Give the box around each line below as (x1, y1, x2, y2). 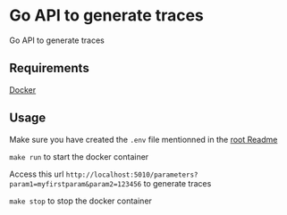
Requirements (9, 61, 89, 76)
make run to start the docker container (9, 151, 149, 161)
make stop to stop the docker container (9, 195, 152, 206)
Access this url (9, 169, 64, 179)
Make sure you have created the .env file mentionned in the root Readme (9, 134, 278, 145)
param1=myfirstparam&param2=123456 (9, 179, 142, 188)
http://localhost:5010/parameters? (65, 170, 198, 179)
